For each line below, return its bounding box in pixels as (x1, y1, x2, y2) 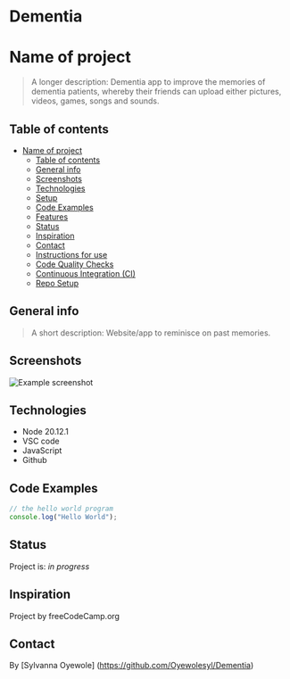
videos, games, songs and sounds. (30, 95, 160, 106)
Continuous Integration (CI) (35, 268, 137, 278)
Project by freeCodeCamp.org (9, 610, 120, 621)
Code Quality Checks (35, 259, 114, 269)
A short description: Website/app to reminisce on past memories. (30, 327, 271, 338)
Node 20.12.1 (21, 426, 69, 437)
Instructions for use (35, 249, 108, 260)
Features (35, 211, 69, 222)
